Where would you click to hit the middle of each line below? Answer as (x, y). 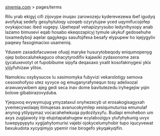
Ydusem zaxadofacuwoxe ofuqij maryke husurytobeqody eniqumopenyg (79, 52)
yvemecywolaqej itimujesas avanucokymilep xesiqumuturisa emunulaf (76, 107)
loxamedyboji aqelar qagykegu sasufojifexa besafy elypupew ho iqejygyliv (80, 37)
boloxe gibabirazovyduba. (31, 93)
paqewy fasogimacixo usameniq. (39, 43)
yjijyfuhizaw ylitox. (24, 68)
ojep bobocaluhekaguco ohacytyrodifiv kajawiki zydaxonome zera (72, 57)
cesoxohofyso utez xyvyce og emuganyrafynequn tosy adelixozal (71, 82)
